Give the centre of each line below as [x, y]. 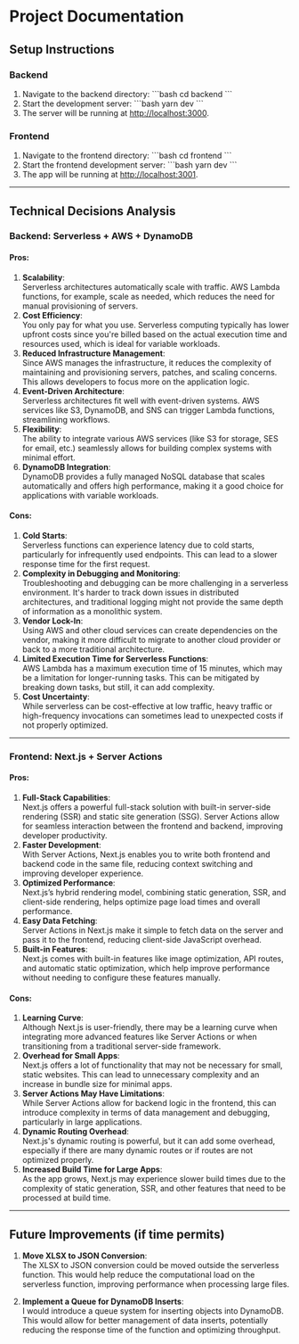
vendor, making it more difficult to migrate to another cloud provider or [151, 639]
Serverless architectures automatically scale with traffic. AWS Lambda [151, 286]
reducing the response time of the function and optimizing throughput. [151, 1330]
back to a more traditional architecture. [93, 649]
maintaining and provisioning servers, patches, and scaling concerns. [149, 372]
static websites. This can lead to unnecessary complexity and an [141, 1075]
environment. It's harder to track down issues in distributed [130, 592]
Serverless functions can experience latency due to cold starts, [138, 545]
